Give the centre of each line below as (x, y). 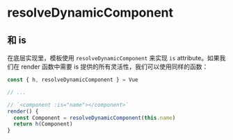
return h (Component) (43, 124)
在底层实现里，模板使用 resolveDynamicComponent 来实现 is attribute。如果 (114, 58)
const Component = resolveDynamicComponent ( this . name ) (95, 118)
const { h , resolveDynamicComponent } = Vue (73, 80)
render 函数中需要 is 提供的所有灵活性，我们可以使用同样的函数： (114, 67)
